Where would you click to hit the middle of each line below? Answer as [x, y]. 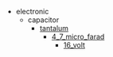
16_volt [74, 45]
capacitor [43, 20]
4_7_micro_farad [78, 36]
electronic [32, 11]
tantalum [54, 28]
